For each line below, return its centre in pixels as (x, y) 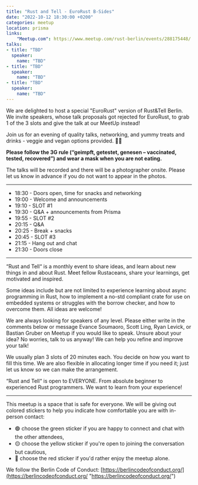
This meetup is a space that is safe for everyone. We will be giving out (91, 404)
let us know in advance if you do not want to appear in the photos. (86, 176)
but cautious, (31, 452)
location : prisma (27, 28)
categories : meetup (30, 22)
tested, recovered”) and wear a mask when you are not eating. (84, 158)
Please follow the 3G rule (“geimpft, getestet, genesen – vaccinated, (91, 152)
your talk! (18, 345)
